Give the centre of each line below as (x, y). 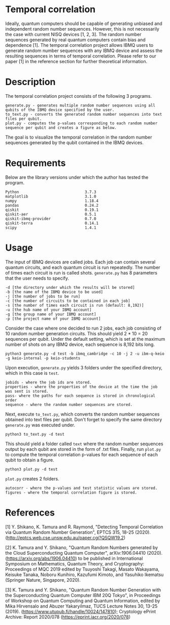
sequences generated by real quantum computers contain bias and (75, 40)
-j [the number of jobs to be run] (43, 296)
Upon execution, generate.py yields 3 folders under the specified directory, (84, 367)
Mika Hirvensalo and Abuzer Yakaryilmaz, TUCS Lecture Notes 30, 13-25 (81, 606)
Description (30, 82)
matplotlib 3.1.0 (51, 196)
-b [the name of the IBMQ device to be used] (54, 292)
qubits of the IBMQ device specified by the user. (60, 110)
